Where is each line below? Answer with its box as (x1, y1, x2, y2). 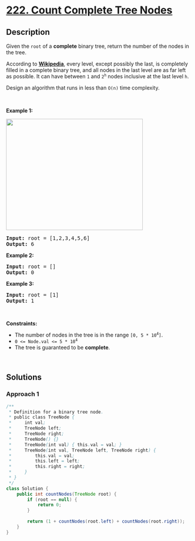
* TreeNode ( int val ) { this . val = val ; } (8, 441, 122, 448)
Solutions (6, 372, 42, 382)
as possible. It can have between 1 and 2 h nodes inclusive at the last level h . (6, 73, 189, 80)
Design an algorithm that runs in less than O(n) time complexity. (6, 84, 160, 91)
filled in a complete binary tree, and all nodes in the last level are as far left (6, 67, 186, 74)
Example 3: (6, 281, 34, 287)
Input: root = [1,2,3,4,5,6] (6, 235, 90, 242)
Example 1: (6, 107, 33, 114)
